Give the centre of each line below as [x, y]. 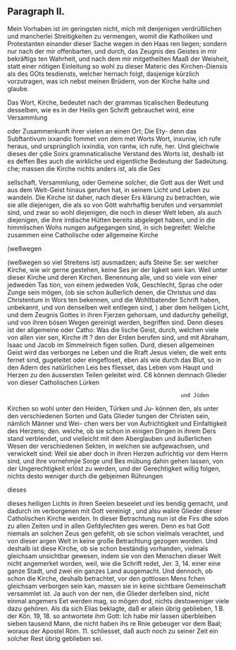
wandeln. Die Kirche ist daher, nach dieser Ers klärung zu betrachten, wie [114, 197]
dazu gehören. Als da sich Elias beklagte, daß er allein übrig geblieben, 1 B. [116, 608]
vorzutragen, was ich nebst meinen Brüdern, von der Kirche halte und [108, 81]
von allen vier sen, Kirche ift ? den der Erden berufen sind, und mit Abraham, [118, 337]
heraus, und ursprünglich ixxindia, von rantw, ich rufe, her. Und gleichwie [113, 146]
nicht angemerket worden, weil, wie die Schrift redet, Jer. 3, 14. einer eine [114, 563]
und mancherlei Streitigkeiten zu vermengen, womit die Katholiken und [110, 36]
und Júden [195, 395]
